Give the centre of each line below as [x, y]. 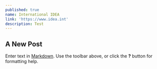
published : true [22, 10]
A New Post [24, 44]
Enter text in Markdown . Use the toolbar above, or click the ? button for [79, 56]
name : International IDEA [32, 14]
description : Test [24, 24]
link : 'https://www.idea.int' [37, 19]
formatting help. [22, 61]
